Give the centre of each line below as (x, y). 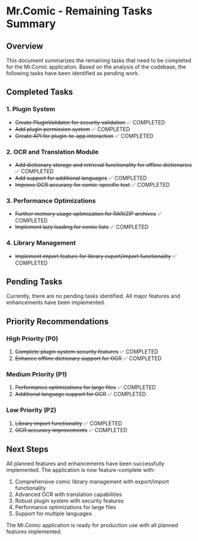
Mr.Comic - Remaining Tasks (79, 11)
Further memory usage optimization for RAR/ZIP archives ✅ (88, 214)
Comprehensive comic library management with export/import (92, 481)
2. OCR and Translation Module (52, 151)
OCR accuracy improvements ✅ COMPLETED (71, 430)
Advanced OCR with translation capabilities (68, 495)
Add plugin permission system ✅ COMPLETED (72, 129)
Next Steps (27, 449)
